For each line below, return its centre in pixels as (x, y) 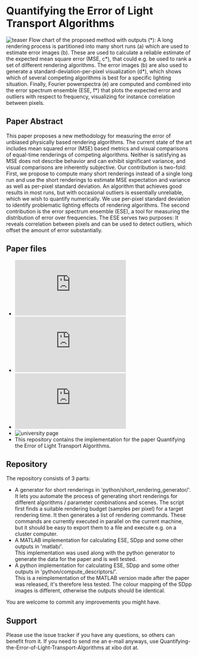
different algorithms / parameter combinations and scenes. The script (99, 502)
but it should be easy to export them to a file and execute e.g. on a (95, 528)
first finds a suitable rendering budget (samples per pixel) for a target (99, 509)
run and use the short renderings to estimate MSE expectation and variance (98, 180)
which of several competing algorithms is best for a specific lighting (89, 78)
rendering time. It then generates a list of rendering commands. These (100, 515)
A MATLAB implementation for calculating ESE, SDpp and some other (99, 540)
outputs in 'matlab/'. (39, 547)
